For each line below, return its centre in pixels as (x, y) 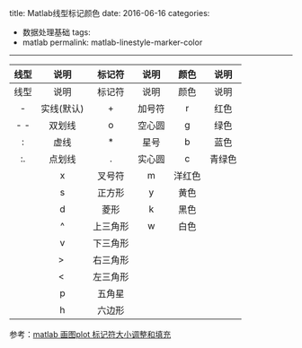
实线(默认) (62, 109)
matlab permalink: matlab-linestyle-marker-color (112, 42)
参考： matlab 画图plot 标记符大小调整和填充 (90, 334)
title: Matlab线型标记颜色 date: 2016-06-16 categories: (110, 13)
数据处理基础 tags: (57, 32)
